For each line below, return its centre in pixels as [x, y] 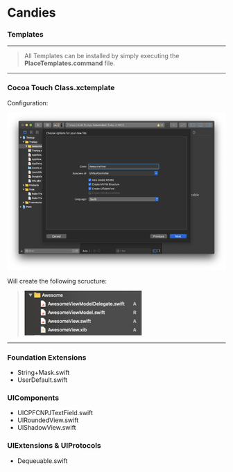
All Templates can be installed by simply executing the [102, 56]
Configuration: [28, 103]
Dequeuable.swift [42, 461]
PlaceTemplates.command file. [70, 63]
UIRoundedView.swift [48, 420]
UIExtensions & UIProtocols [54, 446]
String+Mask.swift [43, 373]
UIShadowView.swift [46, 428]
